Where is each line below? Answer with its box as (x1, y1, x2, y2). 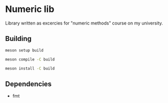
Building (5, 34, 32, 43)
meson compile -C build (5, 56, 55, 62)
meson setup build (5, 47, 44, 53)
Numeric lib (5, 3, 55, 15)
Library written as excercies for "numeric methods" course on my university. (5, 20, 163, 26)
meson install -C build (5, 66, 55, 71)
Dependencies (5, 79, 52, 88)
